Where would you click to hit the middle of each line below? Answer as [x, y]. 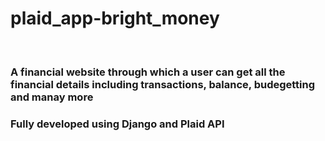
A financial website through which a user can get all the [148, 72]
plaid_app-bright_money [115, 18]
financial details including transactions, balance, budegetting [163, 84]
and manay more [52, 97]
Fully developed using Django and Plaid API [117, 124]
